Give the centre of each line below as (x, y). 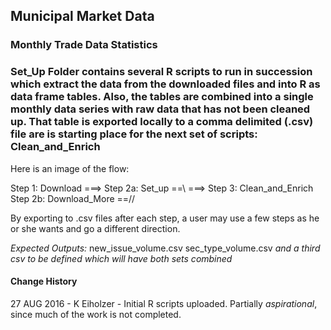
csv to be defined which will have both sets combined (121, 258)
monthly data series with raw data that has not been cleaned (160, 109)
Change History (44, 281)
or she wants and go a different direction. (95, 228)
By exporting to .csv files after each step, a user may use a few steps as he (165, 218)
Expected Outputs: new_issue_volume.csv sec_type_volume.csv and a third (165, 248)
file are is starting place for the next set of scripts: (134, 134)
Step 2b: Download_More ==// (73, 198)
